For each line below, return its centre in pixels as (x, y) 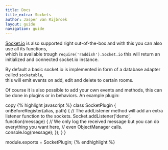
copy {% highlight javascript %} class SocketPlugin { (61, 105)
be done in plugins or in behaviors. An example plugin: (63, 96)
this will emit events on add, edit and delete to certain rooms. (69, 80)
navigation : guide (25, 29)
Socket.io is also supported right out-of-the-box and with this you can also (84, 43)
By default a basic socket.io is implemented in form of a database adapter (83, 70)
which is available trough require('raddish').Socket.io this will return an (83, 54)
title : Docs (18, 10)
